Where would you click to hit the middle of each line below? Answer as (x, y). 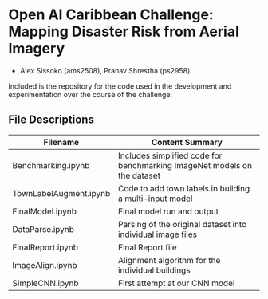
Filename (61, 142)
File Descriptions (51, 120)
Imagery (37, 49)
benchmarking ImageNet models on (185, 165)
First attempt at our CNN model (177, 283)
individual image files (158, 234)
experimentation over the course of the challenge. (91, 94)
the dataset (140, 175)
